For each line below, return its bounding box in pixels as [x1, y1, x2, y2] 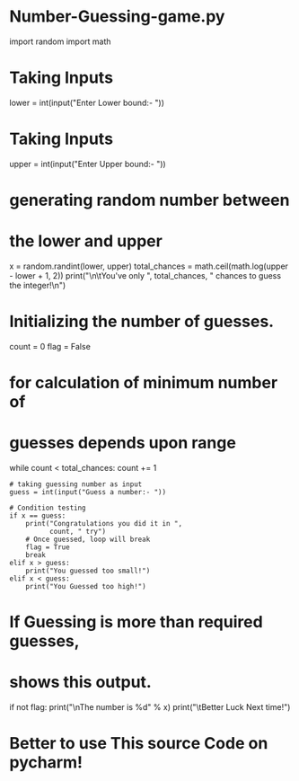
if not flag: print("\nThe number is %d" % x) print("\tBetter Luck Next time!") [9, 702, 291, 713]
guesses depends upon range [9, 433, 236, 453]
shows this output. [9, 672, 153, 693]
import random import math [9, 36, 111, 47]
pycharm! [9, 752, 84, 773]
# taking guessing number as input [9, 480, 143, 489]
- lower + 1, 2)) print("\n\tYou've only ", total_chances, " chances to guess [9, 270, 281, 280]
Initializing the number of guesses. [9, 312, 275, 332]
